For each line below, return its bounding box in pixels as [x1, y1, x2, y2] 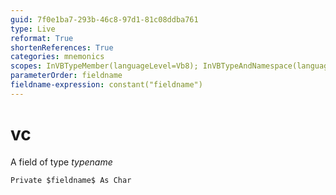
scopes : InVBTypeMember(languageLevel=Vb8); [10, 61, 199, 71]
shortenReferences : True [10, 42, 114, 53]
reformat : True [10, 33, 74, 43]
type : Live [10, 24, 56, 34]
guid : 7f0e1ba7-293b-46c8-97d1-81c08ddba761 [10, 14, 199, 25]
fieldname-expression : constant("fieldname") [10, 80, 203, 90]
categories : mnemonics [10, 52, 105, 62]
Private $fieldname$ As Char [10, 175, 132, 185]
